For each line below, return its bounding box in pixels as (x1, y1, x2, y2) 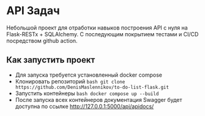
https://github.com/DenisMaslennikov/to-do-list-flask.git (15, 84, 170, 90)
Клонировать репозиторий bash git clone (15, 77, 125, 85)
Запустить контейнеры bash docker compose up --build (15, 90, 159, 97)
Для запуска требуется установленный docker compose (15, 71, 162, 79)
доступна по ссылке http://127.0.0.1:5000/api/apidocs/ (15, 102, 154, 110)
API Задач (6, 4, 60, 18)
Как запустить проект (6, 55, 95, 65)
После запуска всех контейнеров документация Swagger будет (15, 96, 182, 103)
